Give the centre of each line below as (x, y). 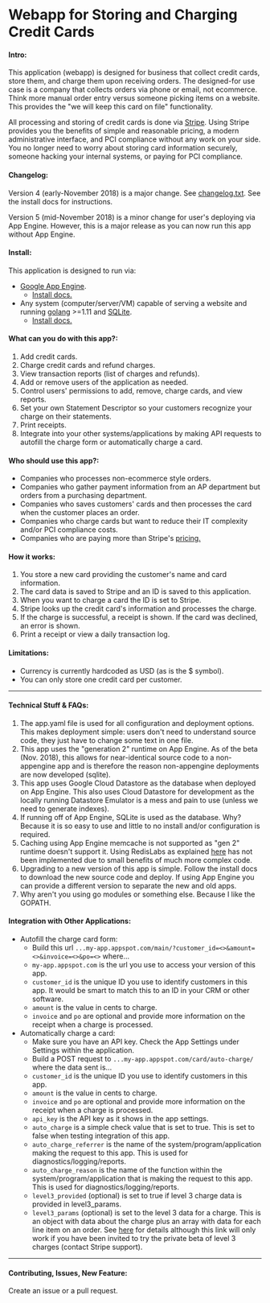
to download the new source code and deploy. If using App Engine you (137, 877)
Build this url (53, 948)
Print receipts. (43, 425)
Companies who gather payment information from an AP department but (140, 487)
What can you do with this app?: (63, 339)
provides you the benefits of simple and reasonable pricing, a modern (124, 131)
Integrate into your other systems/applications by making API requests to (141, 433)
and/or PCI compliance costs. (69, 530)
